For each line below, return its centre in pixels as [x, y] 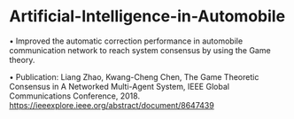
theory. [22, 59]
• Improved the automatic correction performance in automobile [126, 41]
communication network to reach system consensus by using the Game [140, 50]
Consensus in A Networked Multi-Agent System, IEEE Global [120, 86]
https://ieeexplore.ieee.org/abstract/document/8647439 [112, 105]
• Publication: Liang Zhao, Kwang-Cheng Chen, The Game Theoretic [134, 76]
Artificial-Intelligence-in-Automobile [147, 16]
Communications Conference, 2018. [74, 96]
